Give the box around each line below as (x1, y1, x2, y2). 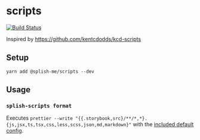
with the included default (133, 121, 194, 128)
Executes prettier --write (6, 114, 73, 122)
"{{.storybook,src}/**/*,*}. (75, 116, 148, 122)
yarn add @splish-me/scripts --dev (6, 69, 95, 74)
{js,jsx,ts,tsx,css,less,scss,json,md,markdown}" (6, 122, 132, 128)
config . (6, 127, 24, 135)
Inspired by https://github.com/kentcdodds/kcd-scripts (6, 35, 141, 42)
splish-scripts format (6, 102, 72, 110)
